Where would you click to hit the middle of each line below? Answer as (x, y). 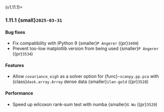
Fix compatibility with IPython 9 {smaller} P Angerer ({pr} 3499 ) (75, 43)
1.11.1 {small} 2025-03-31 (34, 20)
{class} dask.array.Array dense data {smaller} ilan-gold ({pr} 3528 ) (80, 81)
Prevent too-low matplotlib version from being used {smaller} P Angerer (85, 48)
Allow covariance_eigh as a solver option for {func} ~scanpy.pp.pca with (85, 76)
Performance (19, 93)
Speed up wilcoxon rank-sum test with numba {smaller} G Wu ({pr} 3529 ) (85, 104)
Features (14, 65)
